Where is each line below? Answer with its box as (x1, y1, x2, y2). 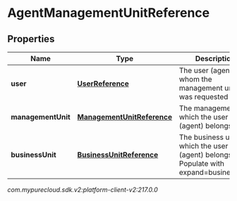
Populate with (178, 159, 224, 168)
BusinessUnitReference (77, 150, 159, 160)
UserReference (77, 79, 129, 89)
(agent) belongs (178, 121, 233, 131)
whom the (178, 74, 212, 84)
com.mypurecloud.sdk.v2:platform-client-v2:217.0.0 (7, 186, 159, 194)
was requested (178, 92, 229, 101)
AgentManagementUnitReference (7, 5, 210, 21)
